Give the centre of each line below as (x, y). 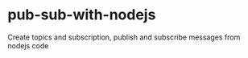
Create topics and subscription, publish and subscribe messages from (124, 37)
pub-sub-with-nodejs (82, 15)
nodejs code (28, 45)
